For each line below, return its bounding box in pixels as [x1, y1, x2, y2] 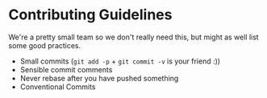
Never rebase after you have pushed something [19, 73, 179, 83]
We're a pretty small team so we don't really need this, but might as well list [8, 32, 260, 42]
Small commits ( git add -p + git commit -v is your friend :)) [19, 56, 220, 66]
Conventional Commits [19, 82, 96, 92]
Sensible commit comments [19, 64, 113, 74]
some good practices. [8, 40, 81, 50]
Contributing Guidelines [8, 6, 173, 24]
